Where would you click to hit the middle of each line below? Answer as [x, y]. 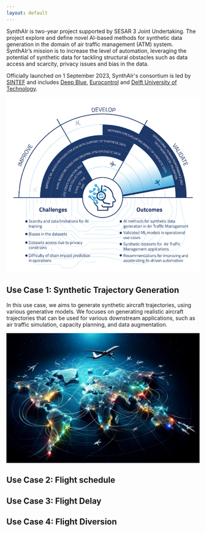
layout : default [27, 13]
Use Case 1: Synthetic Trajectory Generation [93, 290]
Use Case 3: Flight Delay [54, 501]
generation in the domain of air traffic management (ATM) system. [90, 44]
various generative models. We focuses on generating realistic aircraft [95, 311]
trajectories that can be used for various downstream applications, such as [101, 318]
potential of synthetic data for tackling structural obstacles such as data [97, 57]
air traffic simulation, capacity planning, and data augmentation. [87, 324]
